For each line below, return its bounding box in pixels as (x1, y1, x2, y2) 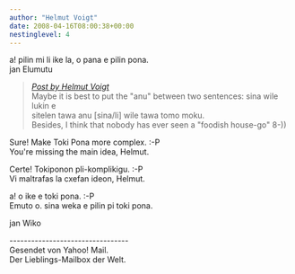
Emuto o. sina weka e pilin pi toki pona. (9, 200, 153, 211)
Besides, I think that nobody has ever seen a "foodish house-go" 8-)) (30, 119, 287, 130)
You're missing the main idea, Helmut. (9, 146, 150, 157)
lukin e (30, 101, 56, 111)
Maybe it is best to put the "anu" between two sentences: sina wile (30, 91, 279, 102)
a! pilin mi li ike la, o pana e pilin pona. (9, 55, 150, 66)
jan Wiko (9, 217, 42, 229)
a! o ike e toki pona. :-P (9, 190, 95, 202)
